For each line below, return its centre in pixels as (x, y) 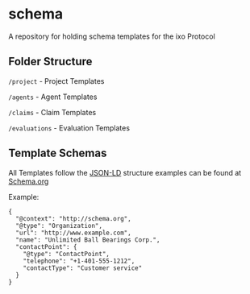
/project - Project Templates (56, 81)
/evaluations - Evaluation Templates (69, 128)
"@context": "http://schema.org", (73, 218)
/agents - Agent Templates (53, 97)
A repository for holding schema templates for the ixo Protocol (112, 36)
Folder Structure (50, 62)
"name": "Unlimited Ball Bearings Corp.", (88, 240)
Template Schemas (58, 153)
